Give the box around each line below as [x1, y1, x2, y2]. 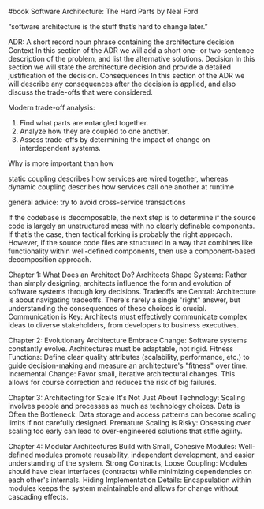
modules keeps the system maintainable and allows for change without [8, 484, 239, 492]
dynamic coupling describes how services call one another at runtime [8, 182, 235, 192]
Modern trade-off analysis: [8, 103, 96, 112]
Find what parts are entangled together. [19, 118, 149, 127]
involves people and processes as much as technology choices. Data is [8, 402, 240, 410]
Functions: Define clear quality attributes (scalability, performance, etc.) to [8, 353, 250, 361]
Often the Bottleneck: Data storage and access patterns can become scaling [8, 410, 256, 419]
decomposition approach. [8, 255, 92, 264]
